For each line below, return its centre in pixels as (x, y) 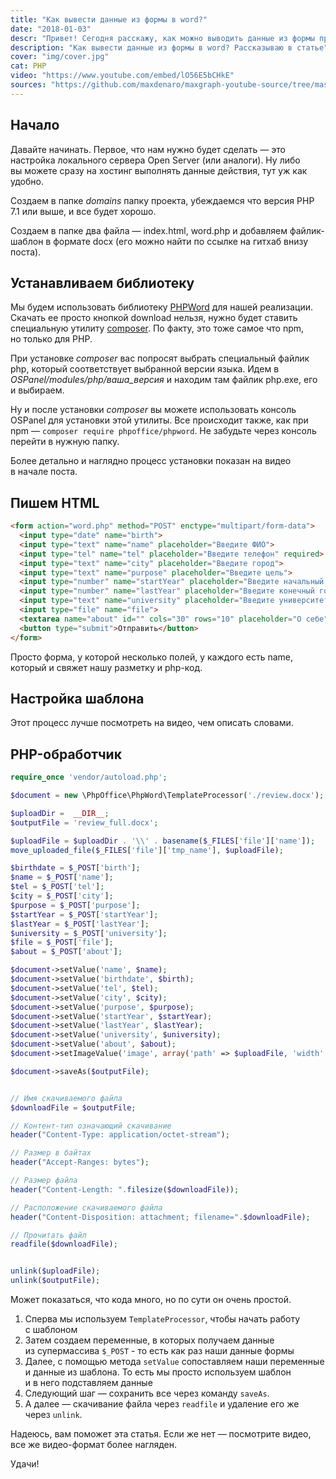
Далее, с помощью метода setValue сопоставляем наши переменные (174, 1362)
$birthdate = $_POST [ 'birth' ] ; (75, 868)
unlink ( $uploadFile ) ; (55, 1271)
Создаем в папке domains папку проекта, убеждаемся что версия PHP (162, 200)
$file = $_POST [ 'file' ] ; (62, 942)
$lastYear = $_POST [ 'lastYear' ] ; (80, 924)
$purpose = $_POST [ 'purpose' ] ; (75, 905)
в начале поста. (44, 472)
